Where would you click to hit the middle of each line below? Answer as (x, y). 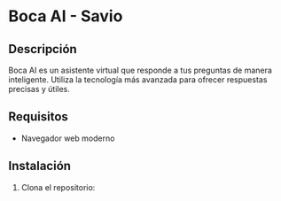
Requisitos (38, 117)
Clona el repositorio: (58, 187)
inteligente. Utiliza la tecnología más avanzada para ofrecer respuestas (138, 80)
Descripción (43, 49)
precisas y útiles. (39, 89)
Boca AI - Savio (66, 16)
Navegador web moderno (68, 138)
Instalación (40, 166)
